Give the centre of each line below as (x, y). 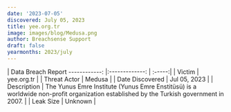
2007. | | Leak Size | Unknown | (52, 101)
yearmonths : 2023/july (40, 53)
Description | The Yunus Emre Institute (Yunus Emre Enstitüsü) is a (102, 86)
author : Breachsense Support (49, 39)
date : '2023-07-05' (35, 13)
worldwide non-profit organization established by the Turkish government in (116, 93)
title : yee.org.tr (34, 26)
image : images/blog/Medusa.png (52, 33)
